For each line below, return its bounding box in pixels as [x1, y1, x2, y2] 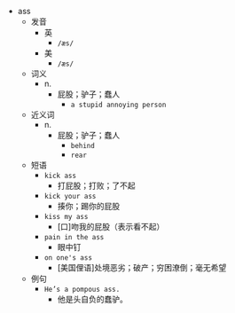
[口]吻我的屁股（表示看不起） [57, 222, 165, 231]
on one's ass [43, 254, 93, 262]
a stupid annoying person [70, 100, 167, 109]
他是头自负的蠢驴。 [57, 294, 129, 304]
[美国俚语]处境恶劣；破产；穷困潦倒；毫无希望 [57, 262, 227, 272]
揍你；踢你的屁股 [57, 201, 121, 211]
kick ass [43, 171, 77, 180]
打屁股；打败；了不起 [57, 180, 136, 191]
